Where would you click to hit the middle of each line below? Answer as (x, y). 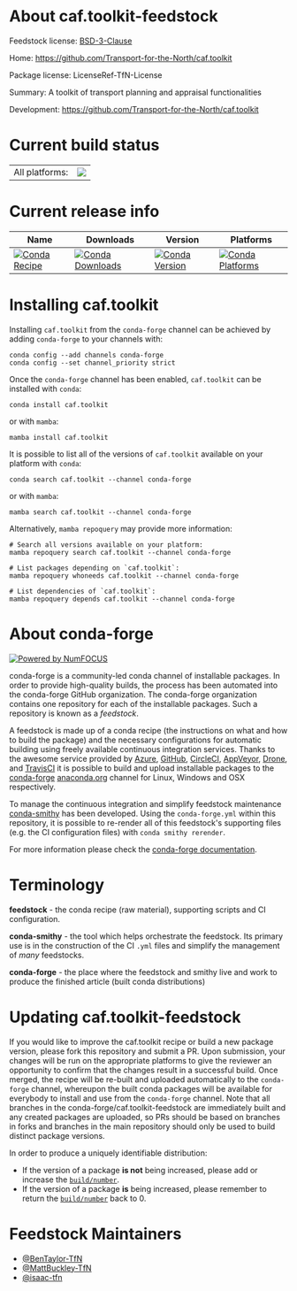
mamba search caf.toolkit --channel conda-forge (100, 512)
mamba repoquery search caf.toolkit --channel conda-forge (120, 552)
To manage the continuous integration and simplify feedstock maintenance (145, 803)
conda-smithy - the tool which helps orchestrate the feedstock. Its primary (146, 936)
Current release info (84, 212)
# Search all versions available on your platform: (106, 545)
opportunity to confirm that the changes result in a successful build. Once (144, 1070)
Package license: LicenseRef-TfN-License (86, 75)
